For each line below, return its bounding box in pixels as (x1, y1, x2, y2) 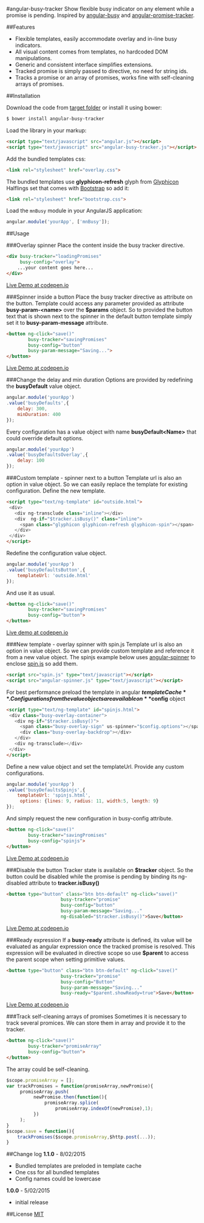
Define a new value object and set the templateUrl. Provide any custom (6, 763, 184, 770)
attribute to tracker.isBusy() (29, 879, 100, 887)
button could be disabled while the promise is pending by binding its (6, 873, 177, 880)
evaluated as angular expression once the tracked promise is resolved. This (6, 943, 195, 950)
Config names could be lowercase (15, 1175, 101, 1182)
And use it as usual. (6, 589, 56, 597)
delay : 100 (17, 457, 45, 464)
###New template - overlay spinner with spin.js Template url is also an (6, 641, 183, 648)
